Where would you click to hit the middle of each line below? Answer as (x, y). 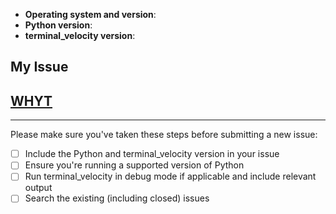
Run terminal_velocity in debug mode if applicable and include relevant (170, 176)
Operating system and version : (90, 14)
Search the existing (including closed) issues (117, 198)
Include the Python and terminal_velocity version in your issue (152, 154)
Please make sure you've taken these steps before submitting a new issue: (164, 135)
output (38, 188)
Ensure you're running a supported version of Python (134, 165)
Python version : (58, 25)
